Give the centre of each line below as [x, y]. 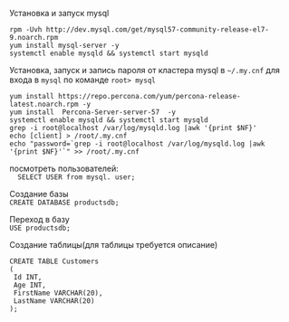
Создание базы [39, 194]
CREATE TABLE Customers [54, 261]
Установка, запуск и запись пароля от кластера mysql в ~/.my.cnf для [145, 70]
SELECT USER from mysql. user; [77, 177]
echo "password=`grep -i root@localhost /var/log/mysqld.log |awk [137, 144]
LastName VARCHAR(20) [54, 301]
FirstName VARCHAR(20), [58, 293]
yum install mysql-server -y [64, 45]
